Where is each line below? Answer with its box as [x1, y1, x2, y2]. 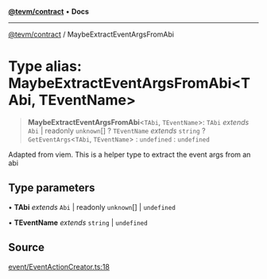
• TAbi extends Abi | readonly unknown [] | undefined [8, 202, 176, 211]
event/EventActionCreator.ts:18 [8, 262, 110, 271]
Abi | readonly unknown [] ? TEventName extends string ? [27, 126, 206, 135]
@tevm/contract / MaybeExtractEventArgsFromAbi [8, 29, 175, 39]
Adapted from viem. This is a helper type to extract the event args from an [8, 149, 251, 159]
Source [8, 241, 45, 254]
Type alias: [8, 57, 82, 76]
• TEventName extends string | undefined [8, 218, 149, 227]
